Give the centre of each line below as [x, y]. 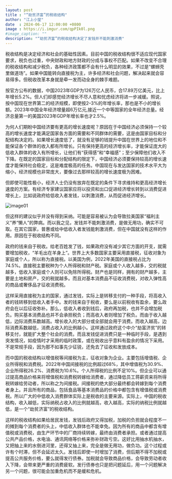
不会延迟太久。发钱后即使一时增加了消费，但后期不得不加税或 [102, 452]
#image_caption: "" [26, 34]
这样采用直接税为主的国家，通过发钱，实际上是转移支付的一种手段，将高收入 [86, 296]
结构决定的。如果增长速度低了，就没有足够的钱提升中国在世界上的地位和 [86, 139]
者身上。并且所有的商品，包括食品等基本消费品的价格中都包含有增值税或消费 [86, 389]
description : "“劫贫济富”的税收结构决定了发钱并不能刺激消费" [65, 39]
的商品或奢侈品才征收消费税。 [37, 284]
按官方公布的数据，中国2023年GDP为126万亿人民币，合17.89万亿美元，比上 [85, 90]
